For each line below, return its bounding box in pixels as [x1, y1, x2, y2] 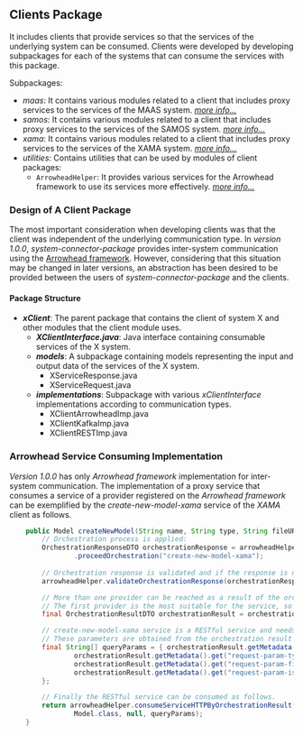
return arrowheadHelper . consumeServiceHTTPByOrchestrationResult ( [41, 701, 297, 711]
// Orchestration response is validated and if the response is [41, 568, 289, 577]
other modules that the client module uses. [22, 322, 182, 333]
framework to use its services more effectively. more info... [35, 180, 255, 192]
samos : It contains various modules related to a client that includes [22, 114, 271, 124]
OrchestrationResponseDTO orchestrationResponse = [41, 543, 236, 553]
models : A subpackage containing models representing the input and [35, 351, 294, 362]
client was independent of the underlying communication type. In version [9, 234, 281, 244]
